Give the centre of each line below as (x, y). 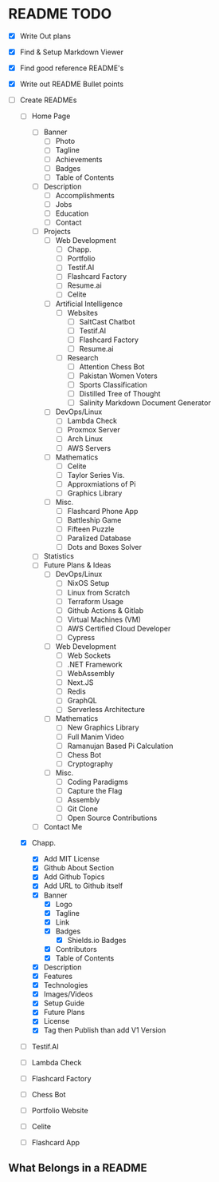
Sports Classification (113, 385)
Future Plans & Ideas (77, 565)
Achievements (79, 159)
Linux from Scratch (99, 592)
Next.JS (80, 683)
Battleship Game (94, 520)
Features (58, 977)
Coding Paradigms (98, 782)
